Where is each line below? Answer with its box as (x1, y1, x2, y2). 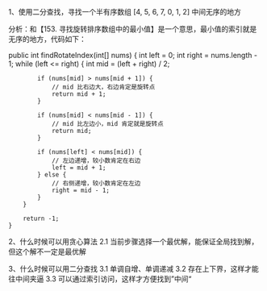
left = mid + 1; (51, 164, 106, 172)
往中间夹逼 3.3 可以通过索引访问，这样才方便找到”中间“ (8, 274, 192, 284)
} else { (37, 171, 67, 179)
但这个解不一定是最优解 (8, 247, 86, 256)
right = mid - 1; (51, 186, 111, 194)
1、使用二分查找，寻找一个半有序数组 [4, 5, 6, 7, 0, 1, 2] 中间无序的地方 (8, 7, 242, 16)
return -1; (23, 214, 60, 222)
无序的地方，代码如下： (8, 35, 86, 44)
